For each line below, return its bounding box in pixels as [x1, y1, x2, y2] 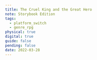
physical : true [5, 30, 36, 34]
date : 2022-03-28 [5, 47, 40, 52]
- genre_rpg [9, 25, 34, 30]
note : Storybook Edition [5, 12, 55, 16]
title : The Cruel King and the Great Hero [5, 7, 92, 12]
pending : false [5, 43, 36, 48]
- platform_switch [9, 20, 47, 26]
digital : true [5, 34, 34, 39]
